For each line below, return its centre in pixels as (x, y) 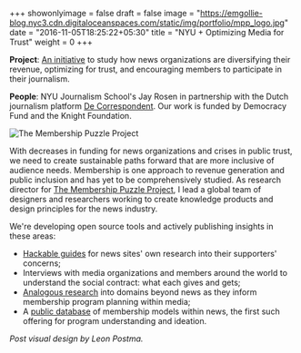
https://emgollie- (231, 13)
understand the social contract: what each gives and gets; (131, 282)
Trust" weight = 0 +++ (51, 42)
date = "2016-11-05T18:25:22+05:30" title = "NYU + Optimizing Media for (147, 32)
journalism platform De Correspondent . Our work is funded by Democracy (148, 106)
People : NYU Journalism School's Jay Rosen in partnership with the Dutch (149, 96)
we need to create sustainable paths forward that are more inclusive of (142, 161)
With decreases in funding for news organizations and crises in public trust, (151, 151)
